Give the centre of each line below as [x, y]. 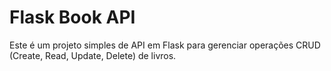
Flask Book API [72, 17]
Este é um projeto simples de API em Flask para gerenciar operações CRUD [165, 45]
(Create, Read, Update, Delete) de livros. [93, 55]
